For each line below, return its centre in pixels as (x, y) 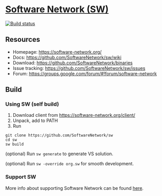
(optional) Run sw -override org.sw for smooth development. (70, 164)
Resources (23, 40)
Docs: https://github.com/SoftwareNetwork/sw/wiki (67, 57)
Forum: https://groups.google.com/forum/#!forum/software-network (85, 73)
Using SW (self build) (32, 104)
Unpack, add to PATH (35, 120)
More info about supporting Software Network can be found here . (75, 188)
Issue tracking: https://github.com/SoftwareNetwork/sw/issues (79, 68)
